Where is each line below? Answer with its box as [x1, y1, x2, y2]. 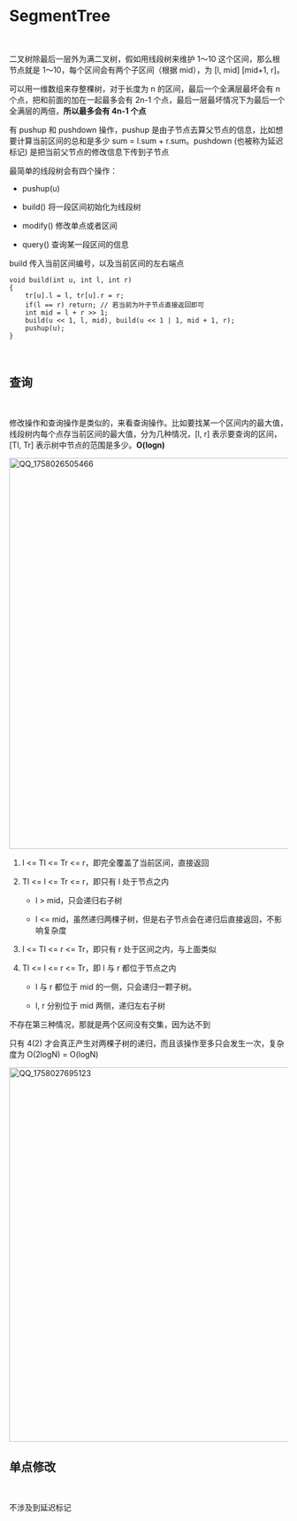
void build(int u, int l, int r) [9, 276, 133, 285]
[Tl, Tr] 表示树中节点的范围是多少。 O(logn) [9, 440, 165, 450]
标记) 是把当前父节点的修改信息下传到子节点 [9, 146, 170, 157]
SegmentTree [9, 6, 110, 27]
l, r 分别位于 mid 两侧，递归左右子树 [34, 1000, 166, 1010]
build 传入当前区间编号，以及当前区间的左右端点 [9, 258, 185, 269]
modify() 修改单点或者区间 [21, 220, 118, 230]
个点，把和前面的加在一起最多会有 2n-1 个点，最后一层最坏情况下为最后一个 [9, 94, 286, 105]
